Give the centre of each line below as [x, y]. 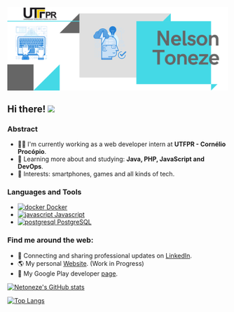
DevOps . [30, 166]
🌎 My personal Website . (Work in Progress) [81, 263]
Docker [57, 207]
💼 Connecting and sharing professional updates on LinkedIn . [105, 255]
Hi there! [27, 109]
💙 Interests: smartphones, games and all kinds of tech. [96, 174]
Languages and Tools [44, 192]
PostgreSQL [75, 222]
